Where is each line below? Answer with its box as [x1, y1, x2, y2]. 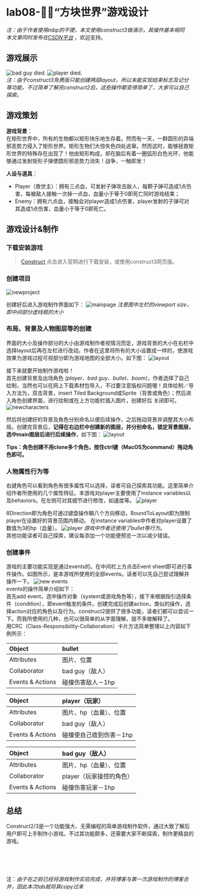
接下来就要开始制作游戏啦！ [6, 367, 74, 374]
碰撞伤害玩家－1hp [62, 783, 115, 792]
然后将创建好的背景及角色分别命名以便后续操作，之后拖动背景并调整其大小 [6, 415, 189, 423]
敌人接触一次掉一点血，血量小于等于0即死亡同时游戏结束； [35, 190, 180, 197]
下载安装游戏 [6, 243, 43, 251]
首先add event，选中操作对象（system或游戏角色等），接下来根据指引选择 [6, 593, 186, 600]
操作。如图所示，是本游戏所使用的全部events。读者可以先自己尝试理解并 [11, 571, 189, 578]
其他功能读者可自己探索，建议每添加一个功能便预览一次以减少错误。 [6, 532, 173, 539]
